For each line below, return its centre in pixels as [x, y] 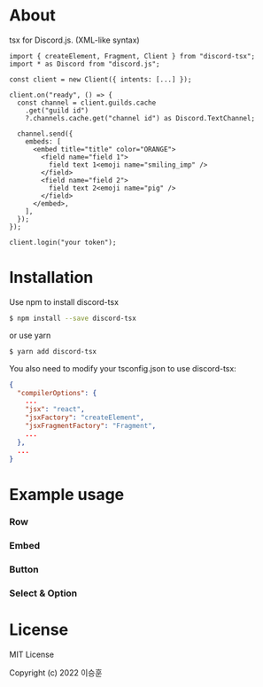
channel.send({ [45, 134]
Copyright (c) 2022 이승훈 [56, 673]
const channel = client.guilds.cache [87, 103]
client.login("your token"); [63, 242]
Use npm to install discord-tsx [64, 301]
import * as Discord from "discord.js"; [85, 64]
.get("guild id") [57, 110]
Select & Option [43, 593]
